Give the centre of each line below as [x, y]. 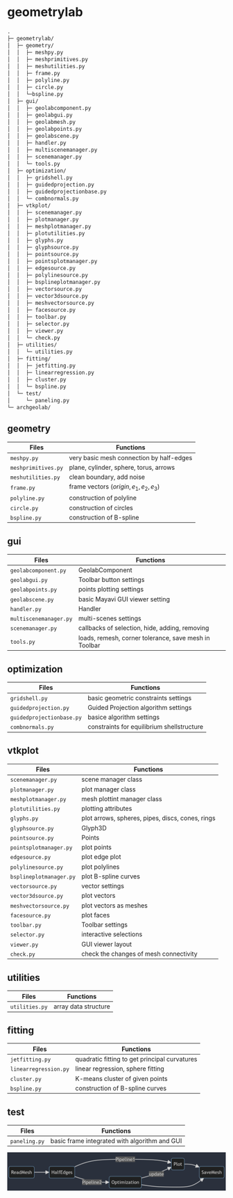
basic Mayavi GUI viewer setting [124, 599]
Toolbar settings [105, 925]
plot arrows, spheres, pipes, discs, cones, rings [149, 818]
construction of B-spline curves [121, 1088]
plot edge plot [101, 857]
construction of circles [101, 507]
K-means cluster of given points [121, 1078]
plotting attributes [107, 809]
